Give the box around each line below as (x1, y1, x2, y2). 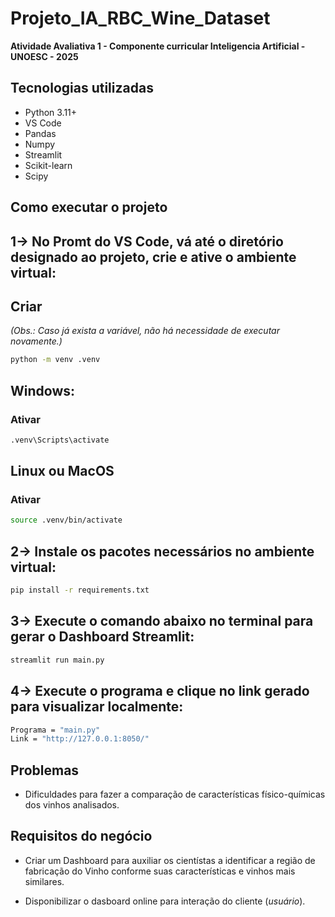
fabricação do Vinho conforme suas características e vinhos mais (24, 865, 296, 877)
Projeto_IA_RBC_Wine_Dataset (10, 7, 271, 30)
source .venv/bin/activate (10, 515, 123, 526)
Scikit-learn (24, 159, 73, 171)
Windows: (10, 382, 76, 399)
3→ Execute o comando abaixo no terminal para (10, 613, 314, 630)
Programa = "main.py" (10, 725, 101, 735)
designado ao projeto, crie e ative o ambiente (10, 248, 297, 266)
